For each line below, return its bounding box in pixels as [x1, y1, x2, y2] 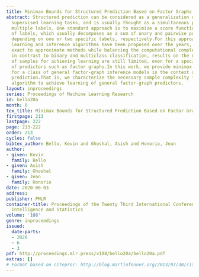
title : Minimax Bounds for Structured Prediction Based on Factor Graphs [6, 8, 192, 15]
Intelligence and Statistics [11, 207, 84, 213]
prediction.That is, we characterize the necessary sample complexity [11, 75, 190, 80]
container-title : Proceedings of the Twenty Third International [6, 201, 171, 207]
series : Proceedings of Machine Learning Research [6, 91, 134, 97]
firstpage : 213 [6, 113, 44, 119]
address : [6, 190, 28, 196]
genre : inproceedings [6, 218, 60, 224]
